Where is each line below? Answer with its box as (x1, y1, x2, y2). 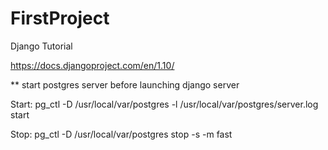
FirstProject (10, 7, 110, 30)
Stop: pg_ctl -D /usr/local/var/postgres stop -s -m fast (10, 128, 233, 140)
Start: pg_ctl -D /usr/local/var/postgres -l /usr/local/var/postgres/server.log (10, 98, 319, 110)
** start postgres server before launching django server (10, 78, 240, 91)
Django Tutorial (10, 40, 73, 52)
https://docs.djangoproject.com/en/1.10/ (10, 59, 175, 71)
